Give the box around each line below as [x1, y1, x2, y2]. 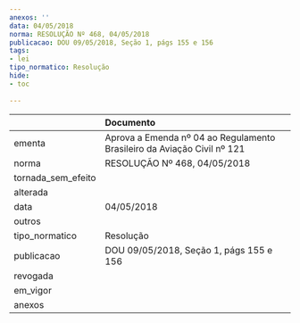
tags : [9, 46, 29, 55]
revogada [13, 269, 54, 282]
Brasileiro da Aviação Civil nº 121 [104, 142, 246, 154]
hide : [9, 71, 29, 80]
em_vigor [13, 284, 52, 296]
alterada [13, 186, 49, 198]
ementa [13, 137, 46, 149]
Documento [104, 116, 156, 128]
